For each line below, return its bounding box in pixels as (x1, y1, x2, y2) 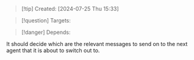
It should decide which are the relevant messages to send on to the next (6, 41, 188, 47)
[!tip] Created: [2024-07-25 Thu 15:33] (21, 5, 119, 12)
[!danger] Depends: (21, 28, 71, 36)
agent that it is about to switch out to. (6, 47, 100, 54)
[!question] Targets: (21, 17, 71, 24)
